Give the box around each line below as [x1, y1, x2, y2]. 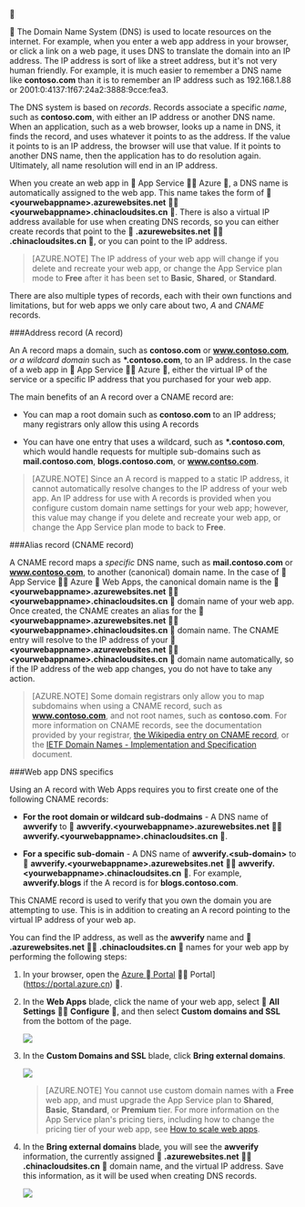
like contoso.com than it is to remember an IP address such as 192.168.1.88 [9, 75, 291, 86]
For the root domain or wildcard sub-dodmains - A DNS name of [22, 811, 269, 822]
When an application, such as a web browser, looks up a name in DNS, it [9, 121, 281, 132]
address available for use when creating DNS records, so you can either [9, 217, 280, 227]
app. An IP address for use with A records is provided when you [31, 492, 271, 503]
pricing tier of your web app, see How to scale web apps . [45, 1124, 260, 1134]
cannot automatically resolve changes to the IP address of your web [31, 483, 288, 493]
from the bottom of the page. [22, 1016, 132, 1026]
